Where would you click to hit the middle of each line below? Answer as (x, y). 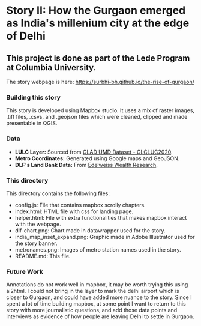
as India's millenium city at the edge (98, 23)
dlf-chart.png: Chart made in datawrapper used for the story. (90, 230)
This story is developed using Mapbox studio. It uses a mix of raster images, (100, 110)
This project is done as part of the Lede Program (98, 58)
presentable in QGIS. (32, 123)
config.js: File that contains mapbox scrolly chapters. (80, 205)
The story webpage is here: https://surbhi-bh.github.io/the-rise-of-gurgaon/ (100, 82)
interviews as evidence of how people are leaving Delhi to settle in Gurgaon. (100, 316)
